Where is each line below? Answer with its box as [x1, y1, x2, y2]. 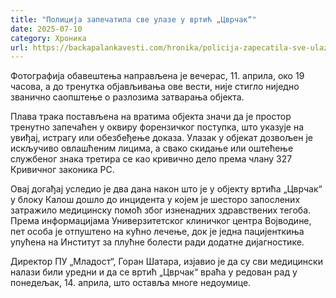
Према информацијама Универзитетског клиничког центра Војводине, [10, 215, 312, 227]
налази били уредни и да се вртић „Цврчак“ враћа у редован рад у [10, 266, 298, 278]
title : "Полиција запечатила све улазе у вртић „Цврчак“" [10, 14, 257, 25]
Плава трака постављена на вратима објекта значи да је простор [10, 111, 292, 123]
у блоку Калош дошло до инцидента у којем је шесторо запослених [10, 194, 301, 206]
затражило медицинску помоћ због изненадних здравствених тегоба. [10, 204, 312, 216]
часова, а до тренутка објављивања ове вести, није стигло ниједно [10, 81, 300, 93]
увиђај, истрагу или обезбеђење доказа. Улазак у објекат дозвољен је [10, 132, 313, 144]
